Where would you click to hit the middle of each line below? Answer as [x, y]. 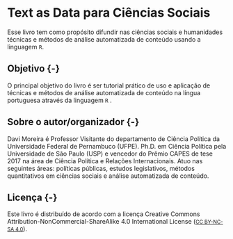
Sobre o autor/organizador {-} [73, 122]
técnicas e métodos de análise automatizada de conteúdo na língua [104, 92]
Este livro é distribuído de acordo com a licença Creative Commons [104, 214]
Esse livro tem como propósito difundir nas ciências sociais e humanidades [115, 32]
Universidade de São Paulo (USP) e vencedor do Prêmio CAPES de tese [110, 154]
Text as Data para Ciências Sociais [109, 13]
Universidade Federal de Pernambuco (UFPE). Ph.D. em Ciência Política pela [117, 146]
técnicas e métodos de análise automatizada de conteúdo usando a [104, 39]
